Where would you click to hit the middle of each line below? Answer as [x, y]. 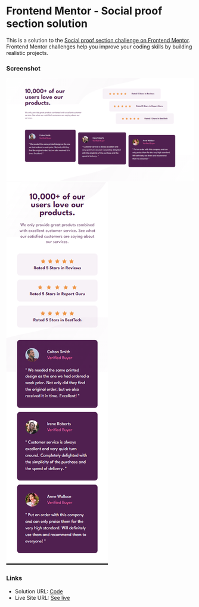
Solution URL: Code [39, 591]
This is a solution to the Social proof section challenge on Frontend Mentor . [98, 40]
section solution [47, 24]
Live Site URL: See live [42, 597]
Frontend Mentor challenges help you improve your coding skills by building [99, 47]
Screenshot [23, 68]
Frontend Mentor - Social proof [84, 11]
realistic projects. [27, 53]
